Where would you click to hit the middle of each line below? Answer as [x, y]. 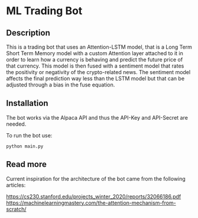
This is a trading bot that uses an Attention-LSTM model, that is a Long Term [99, 47]
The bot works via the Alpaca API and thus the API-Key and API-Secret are [97, 117]
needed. [16, 124]
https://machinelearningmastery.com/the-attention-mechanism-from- [91, 203]
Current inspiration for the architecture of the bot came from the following [96, 178]
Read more [27, 164]
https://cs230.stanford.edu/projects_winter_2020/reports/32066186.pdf [94, 196]
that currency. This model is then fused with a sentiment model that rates [95, 66]
